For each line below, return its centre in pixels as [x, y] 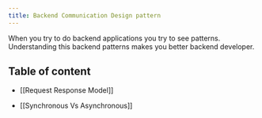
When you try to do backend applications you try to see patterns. [114, 38]
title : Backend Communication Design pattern [84, 15]
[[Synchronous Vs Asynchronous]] [76, 106]
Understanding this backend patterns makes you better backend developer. [131, 46]
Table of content [49, 72]
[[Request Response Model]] [66, 90]
